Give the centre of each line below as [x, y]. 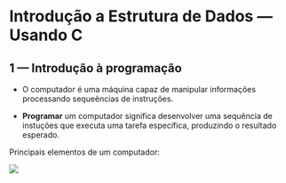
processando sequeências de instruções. [98, 99]
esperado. [41, 135]
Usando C [46, 35]
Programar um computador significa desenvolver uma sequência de [147, 116]
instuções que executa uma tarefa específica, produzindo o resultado [149, 125]
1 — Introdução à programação [95, 68]
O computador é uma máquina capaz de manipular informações [139, 89]
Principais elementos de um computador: [84, 152]
